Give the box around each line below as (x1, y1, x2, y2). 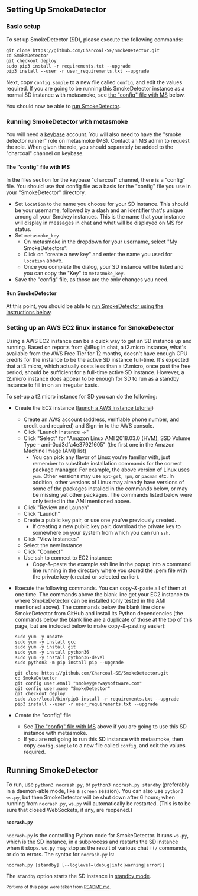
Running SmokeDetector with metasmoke (6, 117, 128, 126)
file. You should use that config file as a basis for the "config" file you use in (6, 183, 191, 190)
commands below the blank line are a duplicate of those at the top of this (14, 616, 193, 623)
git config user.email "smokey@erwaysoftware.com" (14, 680, 142, 686)
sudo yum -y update (14, 634, 63, 640)
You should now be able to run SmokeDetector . (6, 102, 121, 110)
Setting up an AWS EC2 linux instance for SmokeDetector (6, 324, 174, 332)
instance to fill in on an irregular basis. (6, 381, 99, 388)
